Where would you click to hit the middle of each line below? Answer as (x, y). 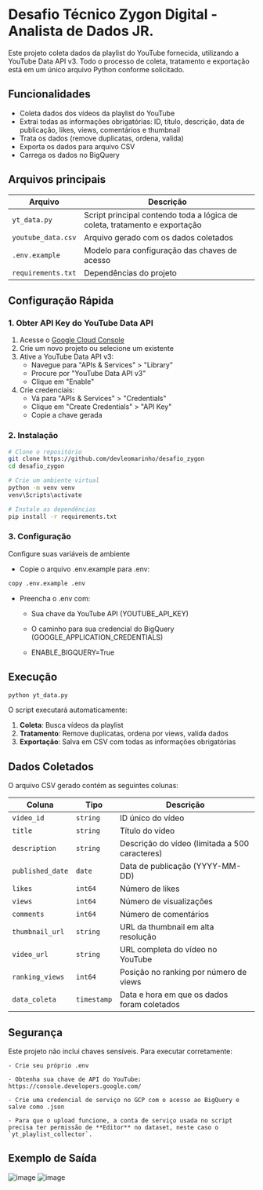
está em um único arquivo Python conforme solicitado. (96, 69)
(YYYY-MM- (217, 867)
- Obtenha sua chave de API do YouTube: (75, 1080)
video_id (28, 818)
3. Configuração (40, 537)
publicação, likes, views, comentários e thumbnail (100, 130)
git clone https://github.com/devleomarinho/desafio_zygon (106, 459)
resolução (138, 937)
